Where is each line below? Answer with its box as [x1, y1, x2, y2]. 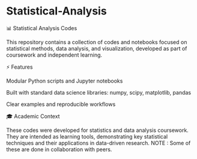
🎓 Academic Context [6, 113, 60, 120]
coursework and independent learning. [6, 51, 103, 58]
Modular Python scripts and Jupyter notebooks [6, 77, 123, 84]
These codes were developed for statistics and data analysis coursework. [6, 126, 189, 134]
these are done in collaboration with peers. [6, 146, 112, 153]
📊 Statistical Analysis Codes [6, 24, 77, 31]
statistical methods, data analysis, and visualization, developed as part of [6, 45, 187, 52]
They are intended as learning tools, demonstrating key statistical [6, 132, 168, 140]
